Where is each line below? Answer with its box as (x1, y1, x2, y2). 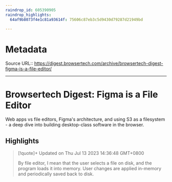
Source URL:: (5, 60, 33, 66)
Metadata (5, 43, 47, 55)
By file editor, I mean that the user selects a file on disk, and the (17, 160, 152, 166)
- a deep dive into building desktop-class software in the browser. (5, 122, 144, 128)
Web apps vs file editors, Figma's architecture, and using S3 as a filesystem (5, 116, 165, 123)
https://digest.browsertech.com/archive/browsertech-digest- (34, 60, 164, 66)
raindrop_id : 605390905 (5, 7, 56, 13)
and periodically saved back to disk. (17, 171, 94, 177)
